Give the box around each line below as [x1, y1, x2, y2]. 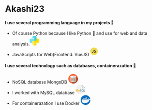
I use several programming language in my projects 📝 [5, 19, 114, 25]
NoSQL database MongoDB [12, 79, 67, 85]
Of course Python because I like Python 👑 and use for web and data [12, 31, 148, 36]
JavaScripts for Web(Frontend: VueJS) [12, 52, 90, 58]
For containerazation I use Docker [12, 100, 80, 106]
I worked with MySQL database [12, 90, 75, 95]
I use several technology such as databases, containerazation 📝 [5, 63, 137, 68]
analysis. [12, 41, 30, 47]
